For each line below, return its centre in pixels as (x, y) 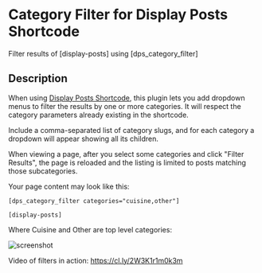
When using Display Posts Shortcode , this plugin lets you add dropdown (127, 98)
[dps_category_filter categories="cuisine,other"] (94, 201)
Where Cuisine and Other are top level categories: (90, 229)
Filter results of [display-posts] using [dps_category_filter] (103, 53)
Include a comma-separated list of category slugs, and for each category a (131, 130)
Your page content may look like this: (69, 186)
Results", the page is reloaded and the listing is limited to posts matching (127, 162)
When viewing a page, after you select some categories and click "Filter (126, 154)
